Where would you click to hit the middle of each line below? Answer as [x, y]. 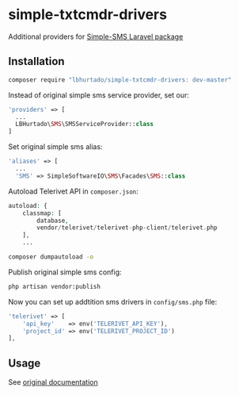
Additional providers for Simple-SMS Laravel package [96, 36]
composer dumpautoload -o [51, 257]
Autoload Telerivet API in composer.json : [73, 191]
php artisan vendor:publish [55, 286]
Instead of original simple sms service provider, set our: [99, 95]
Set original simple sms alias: [55, 147]
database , [53, 221]
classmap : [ [42, 213]
